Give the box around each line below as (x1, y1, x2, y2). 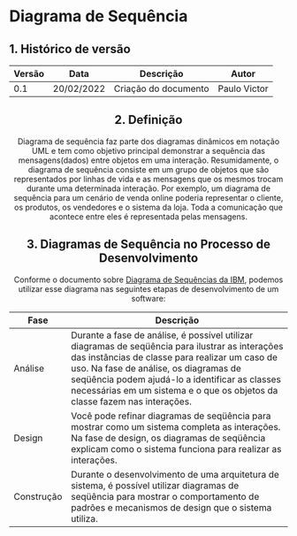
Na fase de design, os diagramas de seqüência (70, 432, 266, 444)
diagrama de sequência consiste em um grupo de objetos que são (27, 164, 270, 174)
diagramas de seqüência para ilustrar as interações (70, 340, 284, 352)
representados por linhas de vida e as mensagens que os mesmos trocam (13, 173, 284, 184)
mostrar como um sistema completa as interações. (70, 420, 281, 433)
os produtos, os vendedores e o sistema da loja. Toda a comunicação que (14, 202, 283, 212)
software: (131, 293, 166, 303)
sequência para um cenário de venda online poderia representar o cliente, (13, 192, 284, 203)
